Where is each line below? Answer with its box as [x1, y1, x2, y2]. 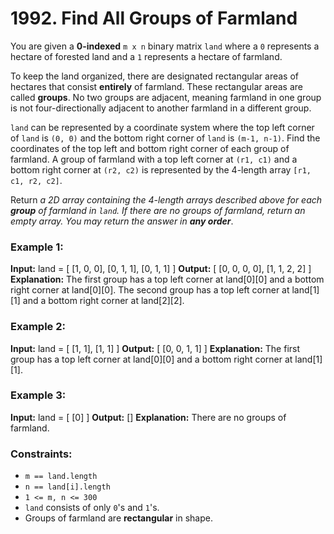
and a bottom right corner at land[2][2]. [22, 295, 185, 307]
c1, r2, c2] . [10, 174, 63, 186]
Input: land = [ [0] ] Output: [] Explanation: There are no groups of [10, 411, 287, 423]
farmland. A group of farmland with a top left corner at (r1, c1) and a [10, 153, 298, 165]
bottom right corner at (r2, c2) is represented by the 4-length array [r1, [10, 163, 312, 176]
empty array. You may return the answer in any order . [10, 215, 234, 227]
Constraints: [10, 447, 73, 461]
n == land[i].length [24, 482, 111, 492]
